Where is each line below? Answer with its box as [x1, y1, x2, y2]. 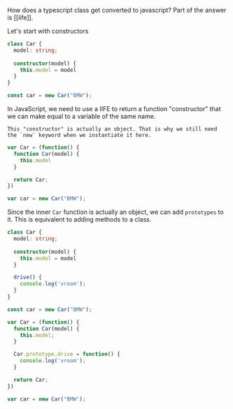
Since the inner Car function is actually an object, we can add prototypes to [7, 208, 224, 216]
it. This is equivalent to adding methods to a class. [7, 215, 152, 224]
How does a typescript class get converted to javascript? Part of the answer [7, 6, 227, 14]
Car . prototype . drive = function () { [13, 351, 120, 358]
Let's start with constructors [7, 27, 89, 35]
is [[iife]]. [7, 13, 34, 22]
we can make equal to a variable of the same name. [7, 112, 156, 120]
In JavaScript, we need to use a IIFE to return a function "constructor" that [7, 105, 222, 113]
